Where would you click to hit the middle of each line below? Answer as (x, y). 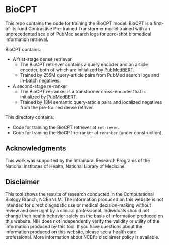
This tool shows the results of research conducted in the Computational (80, 194)
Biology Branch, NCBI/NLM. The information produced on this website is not (84, 199)
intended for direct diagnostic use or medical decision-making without (78, 205)
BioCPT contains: (23, 49)
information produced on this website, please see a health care (71, 232)
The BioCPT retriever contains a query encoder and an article (84, 64)
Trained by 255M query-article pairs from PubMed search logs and (90, 75)
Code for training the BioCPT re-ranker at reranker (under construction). (88, 132)
